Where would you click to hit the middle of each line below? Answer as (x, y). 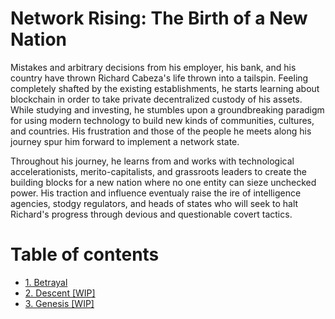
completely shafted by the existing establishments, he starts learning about (165, 88)
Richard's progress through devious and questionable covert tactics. (151, 214)
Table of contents (85, 254)
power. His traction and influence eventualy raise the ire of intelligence (156, 193)
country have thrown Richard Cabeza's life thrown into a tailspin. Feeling (159, 78)
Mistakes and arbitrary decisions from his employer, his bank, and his (153, 67)
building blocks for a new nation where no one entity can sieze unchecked (163, 182)
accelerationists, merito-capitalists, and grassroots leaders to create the (159, 171)
